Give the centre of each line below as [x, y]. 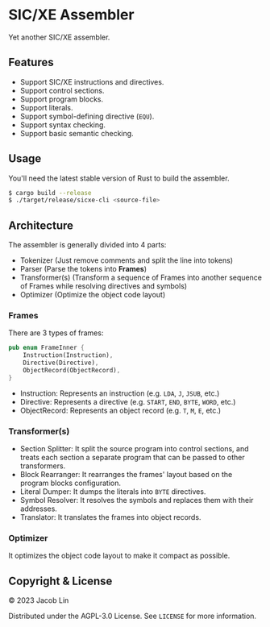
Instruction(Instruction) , [68, 355]
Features [31, 62]
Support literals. [46, 107]
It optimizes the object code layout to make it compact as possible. [119, 556]
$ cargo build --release [50, 193]
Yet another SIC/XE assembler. [59, 37]
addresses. [39, 509]
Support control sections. [62, 90]
